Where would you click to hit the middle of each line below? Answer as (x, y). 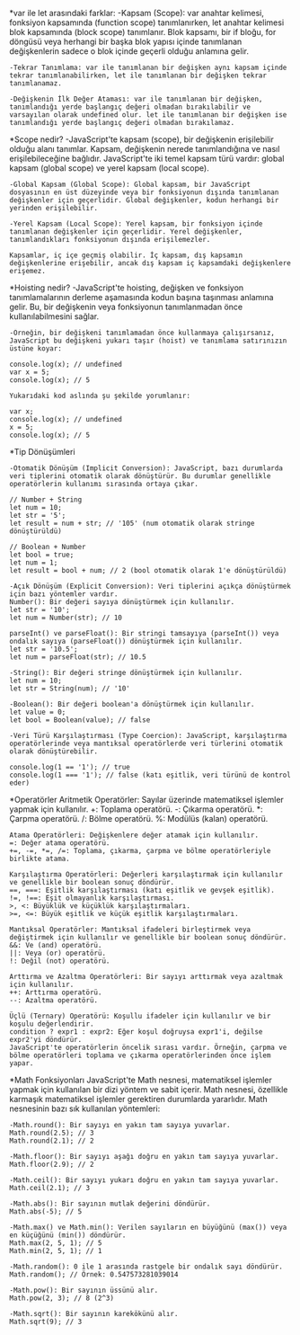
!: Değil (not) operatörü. (60, 961)
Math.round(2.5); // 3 (52, 1133)
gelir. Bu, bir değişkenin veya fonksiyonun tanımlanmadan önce (126, 307)
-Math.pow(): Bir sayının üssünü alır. (84, 1290)
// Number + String (46, 500)
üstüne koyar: (36, 349)
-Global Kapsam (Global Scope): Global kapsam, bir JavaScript (130, 184)
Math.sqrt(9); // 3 (46, 1322)
